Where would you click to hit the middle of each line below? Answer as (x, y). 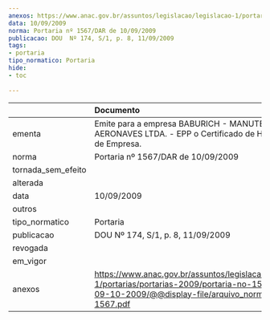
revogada (30, 248)
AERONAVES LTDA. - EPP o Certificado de (175, 133)
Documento (117, 110)
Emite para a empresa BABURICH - (161, 124)
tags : (17, 46)
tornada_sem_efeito (49, 169)
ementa (27, 133)
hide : (17, 68)
